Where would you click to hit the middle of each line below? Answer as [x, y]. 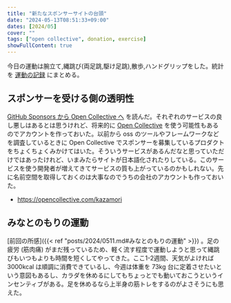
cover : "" [21, 33]
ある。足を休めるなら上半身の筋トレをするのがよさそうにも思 [137, 284]
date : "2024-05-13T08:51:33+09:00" [58, 20]
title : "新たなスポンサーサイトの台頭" [57, 13]
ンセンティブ [25, 284]
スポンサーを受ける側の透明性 [71, 98]
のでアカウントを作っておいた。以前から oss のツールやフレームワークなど [113, 134]
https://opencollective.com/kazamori [70, 199]
